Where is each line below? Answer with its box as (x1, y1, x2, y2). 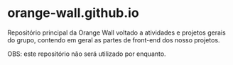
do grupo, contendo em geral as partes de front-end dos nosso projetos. (7, 35, 220, 44)
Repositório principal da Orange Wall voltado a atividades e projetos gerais (7, 28, 226, 37)
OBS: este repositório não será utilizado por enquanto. (7, 49, 166, 58)
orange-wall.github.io (7, 5, 140, 21)
